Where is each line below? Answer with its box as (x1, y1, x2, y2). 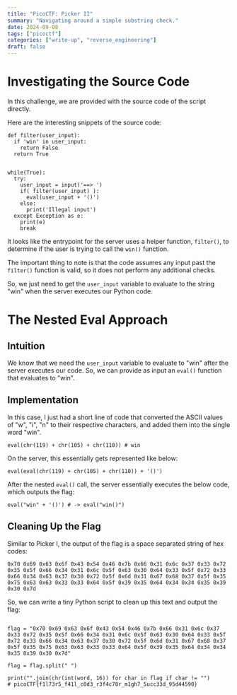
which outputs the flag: (7, 487, 75, 496)
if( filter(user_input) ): (20, 187, 100, 194)
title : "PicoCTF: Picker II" (7, 10, 93, 18)
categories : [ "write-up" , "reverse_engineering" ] (7, 37, 157, 44)
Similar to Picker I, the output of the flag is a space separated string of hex (7, 539, 224, 548)
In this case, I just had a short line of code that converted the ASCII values (7, 413, 223, 421)
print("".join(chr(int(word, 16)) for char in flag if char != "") (7, 674, 211, 682)
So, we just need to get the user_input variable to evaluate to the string (7, 279, 215, 288)
